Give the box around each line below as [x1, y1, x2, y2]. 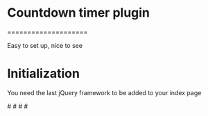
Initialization [7, 66, 80, 81]
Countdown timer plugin [7, 5, 150, 21]
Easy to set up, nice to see [7, 41, 83, 49]
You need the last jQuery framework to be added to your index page [7, 88, 202, 97]
